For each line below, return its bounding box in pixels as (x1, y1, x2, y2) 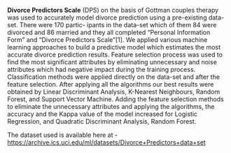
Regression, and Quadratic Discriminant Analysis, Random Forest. (7, 117, 197, 125)
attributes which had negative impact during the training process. (7, 66, 196, 73)
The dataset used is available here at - (7, 131, 118, 139)
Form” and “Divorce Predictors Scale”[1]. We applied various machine (7, 36, 208, 44)
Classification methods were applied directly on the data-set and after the (7, 73, 220, 81)
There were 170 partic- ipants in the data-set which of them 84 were (20, 21, 217, 29)
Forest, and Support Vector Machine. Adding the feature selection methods (7, 95, 224, 103)
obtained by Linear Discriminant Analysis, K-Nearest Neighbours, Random (7, 87, 220, 96)
